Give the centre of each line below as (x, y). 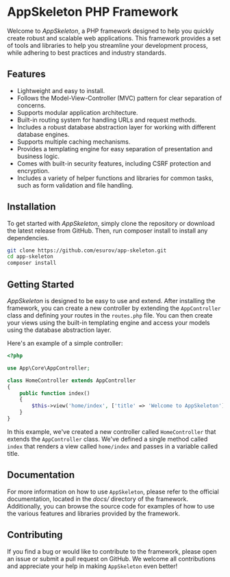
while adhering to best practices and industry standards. (87, 53)
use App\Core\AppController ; (49, 368)
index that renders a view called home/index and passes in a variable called (112, 446)
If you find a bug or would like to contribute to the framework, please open (112, 551)
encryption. (33, 170)
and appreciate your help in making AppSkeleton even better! (92, 566)
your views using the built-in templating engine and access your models (108, 323)
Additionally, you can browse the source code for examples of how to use (111, 506)
